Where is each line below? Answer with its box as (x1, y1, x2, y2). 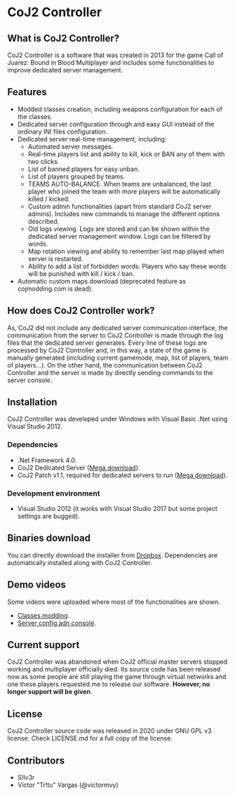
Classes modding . (17, 611, 70, 619)
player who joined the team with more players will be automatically (27, 187, 221, 196)
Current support (7, 639, 80, 651)
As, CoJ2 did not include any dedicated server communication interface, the (7, 323, 228, 331)
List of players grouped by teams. (27, 172, 126, 180)
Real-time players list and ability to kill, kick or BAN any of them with (27, 149, 225, 158)
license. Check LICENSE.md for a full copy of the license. (7, 734, 173, 743)
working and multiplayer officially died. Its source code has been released (7, 665, 221, 674)
